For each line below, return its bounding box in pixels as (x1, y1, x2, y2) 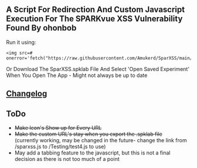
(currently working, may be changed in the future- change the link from (14, 137, 187, 144)
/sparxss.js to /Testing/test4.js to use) (14, 143, 106, 150)
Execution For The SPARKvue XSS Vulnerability (6, 14, 183, 24)
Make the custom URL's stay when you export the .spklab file (14, 130, 162, 137)
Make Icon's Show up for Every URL (14, 125, 102, 132)
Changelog (6, 89, 47, 99)
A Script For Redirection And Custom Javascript (6, 5, 185, 15)
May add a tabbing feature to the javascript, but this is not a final (14, 149, 171, 156)
